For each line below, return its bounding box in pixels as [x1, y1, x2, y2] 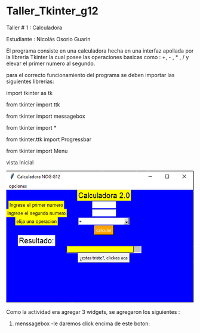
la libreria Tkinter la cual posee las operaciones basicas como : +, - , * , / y [6, 53, 189, 60]
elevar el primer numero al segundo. [6, 60, 96, 67]
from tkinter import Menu [6, 147, 68, 154]
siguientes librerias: [6, 78, 55, 85]
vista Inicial [6, 158, 34, 166]
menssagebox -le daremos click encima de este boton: [14, 320, 150, 327]
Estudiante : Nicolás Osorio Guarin [6, 35, 91, 42]
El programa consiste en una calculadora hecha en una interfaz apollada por [6, 47, 194, 54]
